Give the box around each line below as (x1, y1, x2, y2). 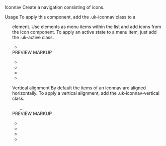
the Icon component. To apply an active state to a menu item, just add (12, 29, 157, 35)
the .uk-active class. (12, 35, 54, 40)
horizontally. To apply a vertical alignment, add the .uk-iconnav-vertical (12, 90, 159, 96)
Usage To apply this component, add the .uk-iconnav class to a (5, 14, 136, 20)
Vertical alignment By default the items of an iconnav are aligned (12, 85, 146, 91)
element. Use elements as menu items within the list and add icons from (12, 24, 161, 30)
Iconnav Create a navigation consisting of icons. (5, 5, 105, 10)
